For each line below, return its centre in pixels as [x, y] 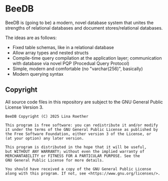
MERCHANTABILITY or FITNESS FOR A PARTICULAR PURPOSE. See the [73, 156]
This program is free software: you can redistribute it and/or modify [81, 125]
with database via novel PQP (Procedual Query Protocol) [71, 63]
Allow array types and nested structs [50, 53]
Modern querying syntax [38, 74]
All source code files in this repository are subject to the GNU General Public [84, 102]
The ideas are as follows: [31, 38]
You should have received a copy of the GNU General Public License [78, 169]
